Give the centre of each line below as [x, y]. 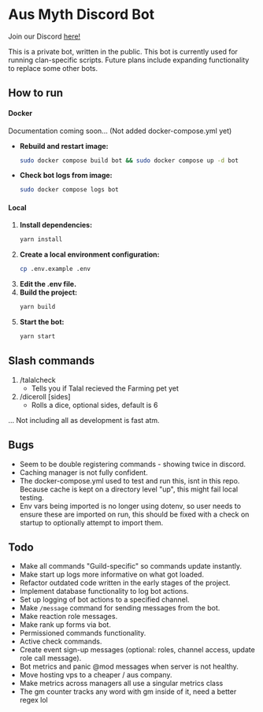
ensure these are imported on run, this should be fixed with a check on [134, 514]
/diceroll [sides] [45, 396]
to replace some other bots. [53, 68]
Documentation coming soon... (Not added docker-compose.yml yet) [120, 131]
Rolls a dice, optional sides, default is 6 [94, 405]
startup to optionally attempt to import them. [91, 522]
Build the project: [48, 292]
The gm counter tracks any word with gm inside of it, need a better [128, 692]
